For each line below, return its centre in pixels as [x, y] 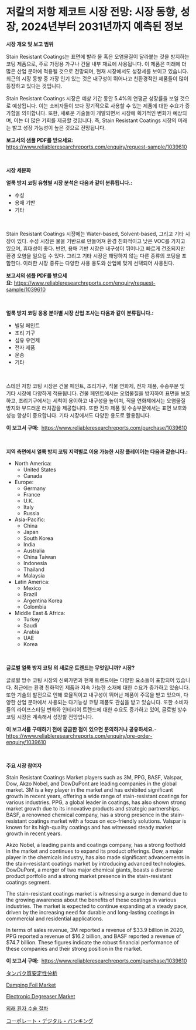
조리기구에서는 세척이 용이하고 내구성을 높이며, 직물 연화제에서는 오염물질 [102, 400]
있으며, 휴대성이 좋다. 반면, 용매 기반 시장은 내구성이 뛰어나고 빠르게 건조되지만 [96, 248]
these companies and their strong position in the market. [74, 948]
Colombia [35, 607]
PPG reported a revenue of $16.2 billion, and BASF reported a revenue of [94, 936]
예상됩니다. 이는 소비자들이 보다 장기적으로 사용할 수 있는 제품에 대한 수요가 [98, 106]
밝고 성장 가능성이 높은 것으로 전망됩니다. [59, 127]
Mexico [32, 588]
